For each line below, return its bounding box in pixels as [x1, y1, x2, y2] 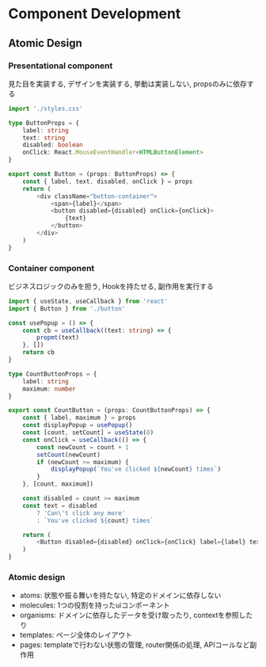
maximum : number [22, 385, 77, 393]
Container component [8, 262, 95, 273]
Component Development [8, 5, 181, 23]
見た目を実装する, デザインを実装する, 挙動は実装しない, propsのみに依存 [8, 78, 247, 88]
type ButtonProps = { [8, 119, 80, 127]
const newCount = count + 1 [36, 443, 129, 452]
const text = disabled [22, 501, 97, 509]
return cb [22, 349, 55, 356]
